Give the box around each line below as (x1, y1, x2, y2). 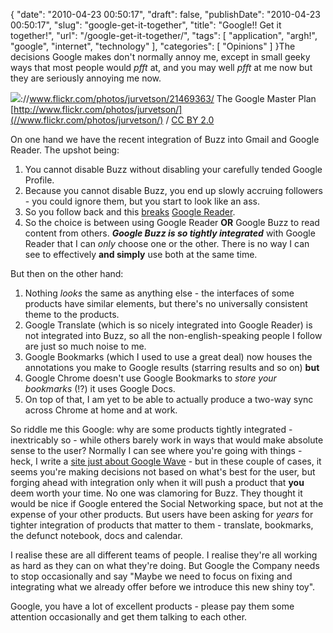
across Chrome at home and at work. (24, 404, 178, 416)
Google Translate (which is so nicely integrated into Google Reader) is (24, 319, 313, 331)
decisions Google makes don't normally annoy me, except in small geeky (10, 51, 311, 63)
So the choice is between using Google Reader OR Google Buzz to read (24, 217, 320, 228)
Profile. (24, 174, 55, 186)
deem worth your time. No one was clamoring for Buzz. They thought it (10, 487, 303, 499)
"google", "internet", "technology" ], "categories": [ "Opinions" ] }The (10, 40, 296, 52)
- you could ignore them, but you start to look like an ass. (24, 195, 261, 207)
